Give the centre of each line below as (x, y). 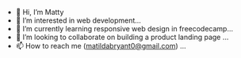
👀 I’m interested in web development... (78, 20)
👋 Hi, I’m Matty (40, 12)
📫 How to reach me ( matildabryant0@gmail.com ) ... (101, 46)
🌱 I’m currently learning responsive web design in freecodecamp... (124, 29)
